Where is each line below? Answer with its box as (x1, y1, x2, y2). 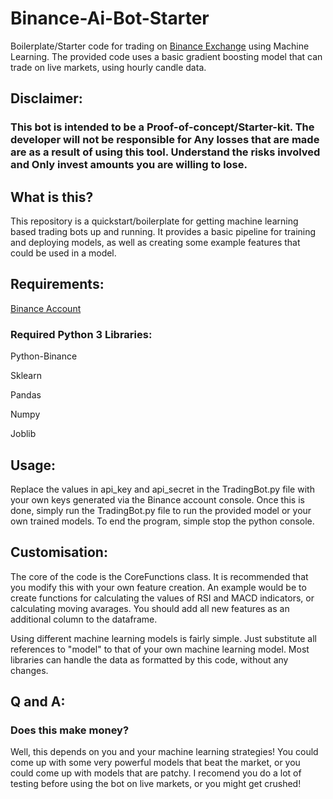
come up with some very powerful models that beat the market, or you (10, 757, 301, 769)
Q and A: (10, 693, 66, 711)
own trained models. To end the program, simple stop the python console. (10, 515, 315, 527)
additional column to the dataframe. (10, 613, 158, 625)
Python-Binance (10, 350, 78, 362)
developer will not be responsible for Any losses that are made (10, 133, 320, 147)
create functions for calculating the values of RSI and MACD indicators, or (10, 592, 315, 604)
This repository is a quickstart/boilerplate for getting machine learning (10, 215, 299, 227)
